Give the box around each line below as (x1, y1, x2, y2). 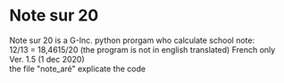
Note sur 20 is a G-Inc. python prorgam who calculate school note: (9, 35, 255, 46)
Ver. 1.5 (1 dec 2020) (9, 54, 85, 64)
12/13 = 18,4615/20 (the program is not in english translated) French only (9, 44, 276, 54)
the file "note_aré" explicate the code (9, 63, 146, 74)
